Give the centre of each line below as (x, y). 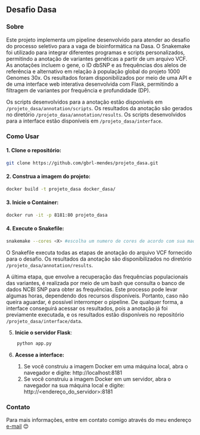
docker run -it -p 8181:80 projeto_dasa (57, 215)
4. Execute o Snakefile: (35, 229)
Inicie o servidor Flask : (43, 332)
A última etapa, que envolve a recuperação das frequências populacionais (97, 277)
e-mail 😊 (18, 426)
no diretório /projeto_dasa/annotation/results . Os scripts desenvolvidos (96, 114)
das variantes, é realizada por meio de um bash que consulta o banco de (96, 283)
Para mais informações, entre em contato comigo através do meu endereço (99, 420)
